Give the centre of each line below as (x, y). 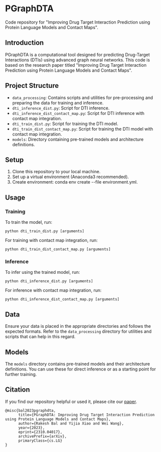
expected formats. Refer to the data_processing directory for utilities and (78, 331)
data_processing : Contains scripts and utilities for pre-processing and (82, 97)
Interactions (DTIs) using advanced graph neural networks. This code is (78, 60)
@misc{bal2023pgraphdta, (30, 410)
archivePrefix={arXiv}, (42, 436)
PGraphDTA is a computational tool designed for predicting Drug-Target (78, 54)
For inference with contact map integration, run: (53, 291)
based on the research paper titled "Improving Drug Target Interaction (76, 65)
